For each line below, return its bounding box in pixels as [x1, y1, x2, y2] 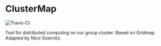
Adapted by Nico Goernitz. [5, 35, 61, 41]
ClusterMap [5, 3, 57, 15]
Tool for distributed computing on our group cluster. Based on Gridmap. [5, 29, 156, 35]
